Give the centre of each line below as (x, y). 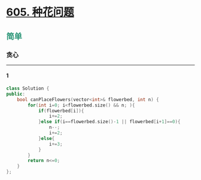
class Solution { (28, 89)
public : (16, 94)
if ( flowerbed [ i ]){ (61, 111)
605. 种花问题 (40, 12)
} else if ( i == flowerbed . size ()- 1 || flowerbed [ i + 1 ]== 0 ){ (109, 122)
